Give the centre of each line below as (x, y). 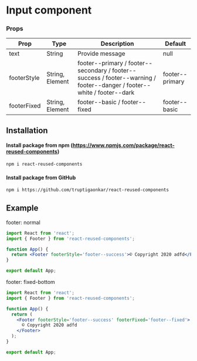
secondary (92, 71)
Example (22, 208)
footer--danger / (101, 85)
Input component (49, 10)
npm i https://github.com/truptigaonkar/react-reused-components (87, 190)
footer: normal (23, 222)
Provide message (101, 54)
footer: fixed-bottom (31, 282)
